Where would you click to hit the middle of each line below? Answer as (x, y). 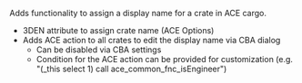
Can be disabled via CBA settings (99, 50)
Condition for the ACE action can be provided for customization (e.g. (165, 59)
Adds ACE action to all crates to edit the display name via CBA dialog (151, 40)
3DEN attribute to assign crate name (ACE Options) (118, 30)
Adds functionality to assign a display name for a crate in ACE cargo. (138, 13)
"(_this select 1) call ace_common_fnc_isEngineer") (131, 69)
